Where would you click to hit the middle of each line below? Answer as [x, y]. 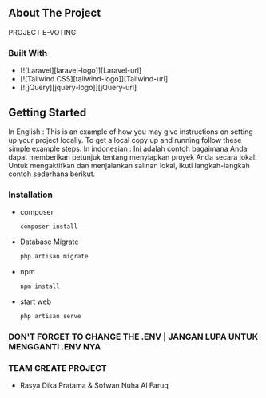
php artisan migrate [54, 257]
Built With [28, 53]
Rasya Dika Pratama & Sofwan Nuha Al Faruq [94, 385]
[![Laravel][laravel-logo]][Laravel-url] [81, 70]
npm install [40, 286]
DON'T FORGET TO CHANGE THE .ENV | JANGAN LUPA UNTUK [133, 337]
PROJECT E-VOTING [42, 32]
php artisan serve [50, 316]
